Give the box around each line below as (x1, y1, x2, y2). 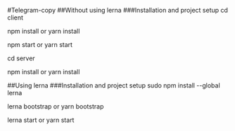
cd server (7, 54, 35, 62)
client (7, 13, 23, 22)
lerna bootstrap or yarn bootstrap (7, 102, 104, 111)
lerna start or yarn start (7, 116, 75, 124)
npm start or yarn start (7, 41, 72, 48)
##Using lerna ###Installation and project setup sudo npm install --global (7, 81, 220, 90)
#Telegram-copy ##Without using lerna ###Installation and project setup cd (7, 6, 229, 14)
